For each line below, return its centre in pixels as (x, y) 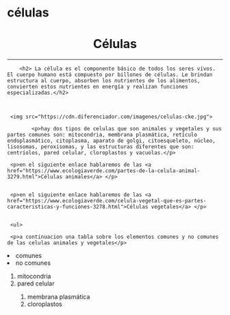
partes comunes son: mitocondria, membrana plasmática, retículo (102, 135)
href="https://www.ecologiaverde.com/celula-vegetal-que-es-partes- (107, 201)
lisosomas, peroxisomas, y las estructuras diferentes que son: (101, 147)
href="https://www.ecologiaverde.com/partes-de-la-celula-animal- (104, 171)
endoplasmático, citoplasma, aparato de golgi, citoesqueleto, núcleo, (111, 141)
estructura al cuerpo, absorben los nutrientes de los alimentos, (104, 81)
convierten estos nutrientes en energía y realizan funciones (98, 87)
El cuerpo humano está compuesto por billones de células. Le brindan (110, 75)
